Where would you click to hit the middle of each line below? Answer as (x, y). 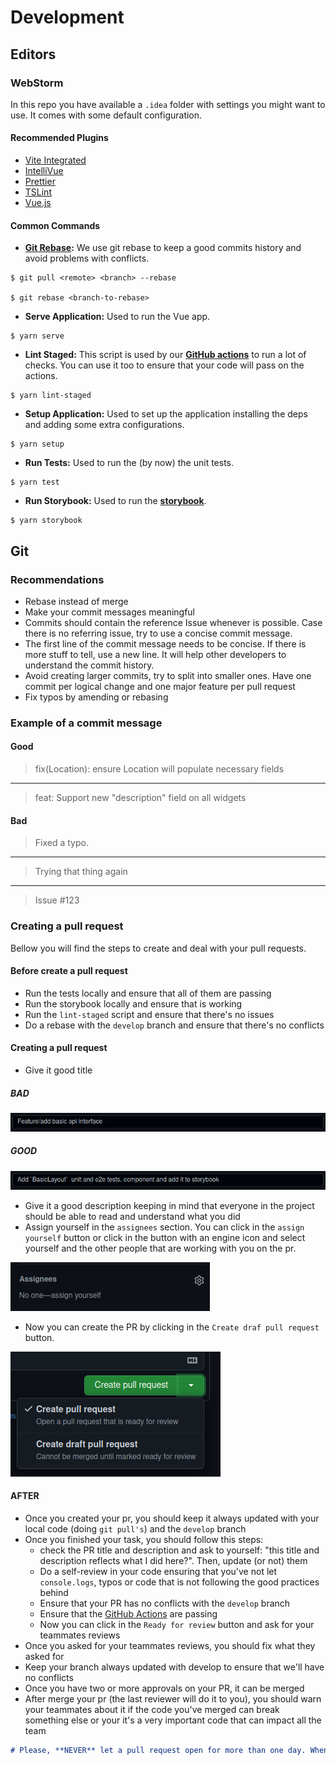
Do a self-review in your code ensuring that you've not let (158, 1571)
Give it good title (58, 1070)
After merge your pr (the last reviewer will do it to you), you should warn (173, 1698)
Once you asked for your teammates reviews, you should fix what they (170, 1645)
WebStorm (37, 83)
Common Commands (55, 225)
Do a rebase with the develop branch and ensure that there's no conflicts (174, 1025)
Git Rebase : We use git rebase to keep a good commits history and (163, 248)
